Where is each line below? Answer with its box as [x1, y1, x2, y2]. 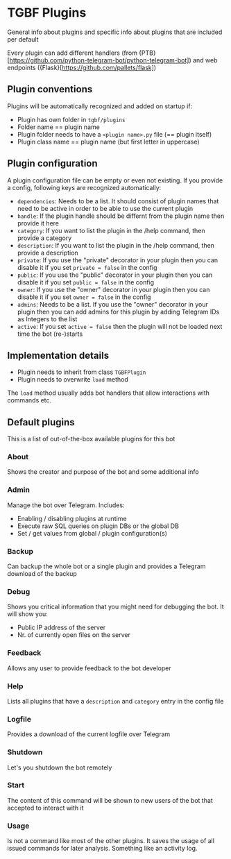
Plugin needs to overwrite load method [17, 375, 128, 384]
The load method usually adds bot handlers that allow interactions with [7, 389, 210, 397]
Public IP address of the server [17, 623, 106, 632]
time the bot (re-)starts [17, 330, 83, 338]
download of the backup [7, 570, 78, 578]
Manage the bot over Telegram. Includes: [7, 501, 125, 509]
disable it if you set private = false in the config [17, 263, 157, 271]
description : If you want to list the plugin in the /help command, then [17, 241, 215, 249]
